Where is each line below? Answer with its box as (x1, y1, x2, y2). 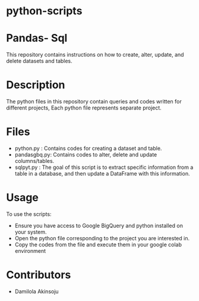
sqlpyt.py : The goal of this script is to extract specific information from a (14, 164, 194, 171)
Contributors (6, 268, 71, 282)
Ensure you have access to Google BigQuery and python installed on (14, 222, 183, 229)
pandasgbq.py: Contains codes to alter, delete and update (14, 151, 157, 158)
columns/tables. (14, 158, 55, 164)
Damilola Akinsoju (14, 287, 59, 295)
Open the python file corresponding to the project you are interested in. (14, 234, 190, 242)
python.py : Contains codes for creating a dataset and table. (14, 145, 162, 152)
